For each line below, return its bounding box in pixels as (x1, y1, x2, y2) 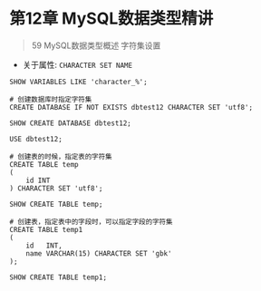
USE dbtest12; (9, 134, 63, 143)
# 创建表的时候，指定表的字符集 (9, 151, 112, 161)
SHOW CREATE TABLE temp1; (9, 273, 107, 282)
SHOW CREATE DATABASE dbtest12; (9, 119, 131, 128)
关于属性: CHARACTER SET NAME (22, 59, 133, 70)
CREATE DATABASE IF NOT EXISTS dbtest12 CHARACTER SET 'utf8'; (9, 102, 254, 112)
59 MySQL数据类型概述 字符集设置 (31, 40, 161, 51)
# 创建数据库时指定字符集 (9, 94, 92, 104)
